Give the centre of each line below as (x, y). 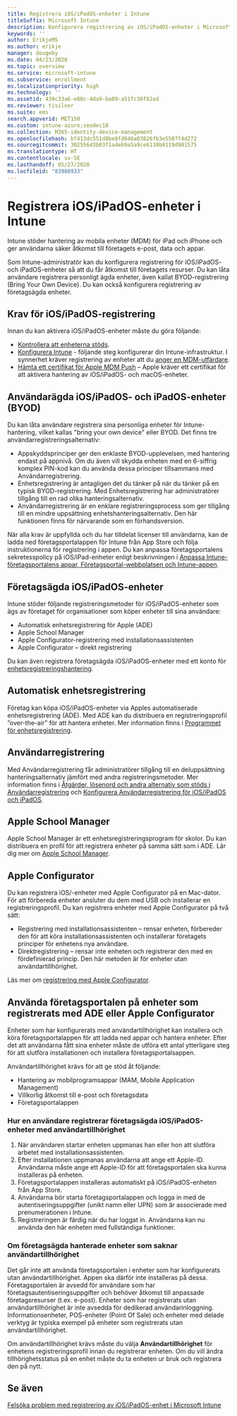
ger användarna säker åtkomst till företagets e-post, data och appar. (107, 248)
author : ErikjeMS (33, 40)
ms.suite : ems (28, 112)
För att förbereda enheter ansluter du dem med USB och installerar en (109, 900)
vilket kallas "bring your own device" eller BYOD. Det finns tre (128, 432)
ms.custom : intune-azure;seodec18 (58, 125)
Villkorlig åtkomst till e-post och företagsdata (83, 1095)
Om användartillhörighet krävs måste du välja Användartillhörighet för (110, 1343)
